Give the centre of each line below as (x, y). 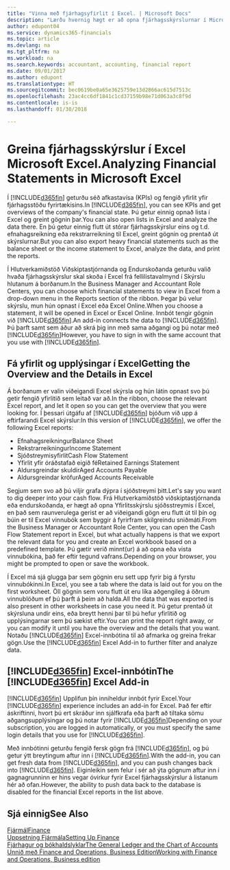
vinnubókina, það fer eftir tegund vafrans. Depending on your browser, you (112, 556)
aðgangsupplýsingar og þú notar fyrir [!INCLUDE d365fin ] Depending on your (115, 720)
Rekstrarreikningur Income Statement (69, 448)
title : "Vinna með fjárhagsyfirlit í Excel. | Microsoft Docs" (99, 13)
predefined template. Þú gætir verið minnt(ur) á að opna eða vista (99, 549)
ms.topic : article (33, 39)
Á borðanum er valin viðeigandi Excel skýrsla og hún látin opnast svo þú (108, 391)
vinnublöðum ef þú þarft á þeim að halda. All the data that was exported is (111, 599)
